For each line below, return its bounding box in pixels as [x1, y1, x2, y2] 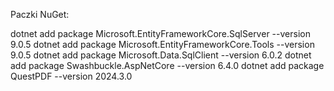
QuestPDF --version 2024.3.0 [10, 70, 133, 82]
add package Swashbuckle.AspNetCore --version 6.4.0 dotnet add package [10, 60, 325, 71]
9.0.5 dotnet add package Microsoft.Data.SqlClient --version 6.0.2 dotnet [10, 49, 312, 61]
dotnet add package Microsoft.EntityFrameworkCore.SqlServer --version [10, 28, 311, 39]
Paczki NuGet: [10, 9, 70, 20]
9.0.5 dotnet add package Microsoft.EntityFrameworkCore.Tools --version [10, 39, 315, 50]
